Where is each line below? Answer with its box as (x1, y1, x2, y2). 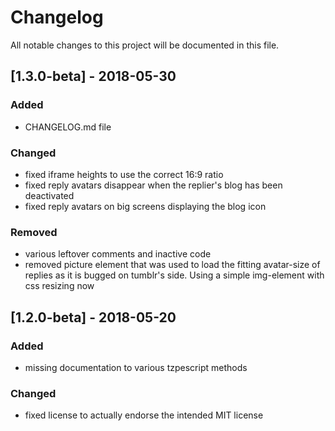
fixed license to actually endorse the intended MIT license (24, 409, 264, 421)
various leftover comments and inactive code (24, 248, 212, 260)
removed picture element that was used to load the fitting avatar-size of (24, 259, 321, 271)
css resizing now (24, 280, 95, 292)
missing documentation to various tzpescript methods (24, 361, 248, 373)
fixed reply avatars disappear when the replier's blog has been (24, 179, 283, 191)
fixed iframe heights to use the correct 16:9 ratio (24, 168, 224, 180)
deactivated (24, 189, 75, 201)
